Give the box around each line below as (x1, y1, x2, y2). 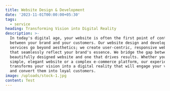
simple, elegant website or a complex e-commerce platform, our (10, 59, 148, 64)
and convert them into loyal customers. (10, 69, 96, 74)
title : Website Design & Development (5, 7, 85, 13)
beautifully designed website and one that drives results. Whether (10, 54, 157, 60)
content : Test (5, 78, 35, 83)
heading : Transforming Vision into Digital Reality (5, 26, 116, 31)
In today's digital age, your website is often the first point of (10, 36, 155, 41)
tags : (5, 17, 17, 22)
